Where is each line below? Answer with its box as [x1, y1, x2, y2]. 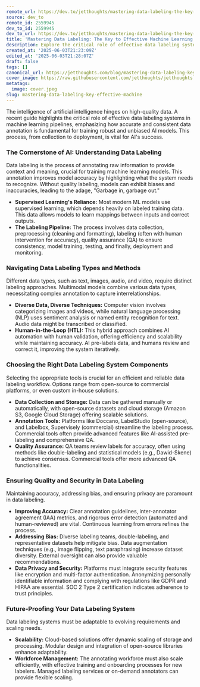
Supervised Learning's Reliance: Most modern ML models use [14, 199, 171, 206]
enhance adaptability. [14, 649, 68, 656]
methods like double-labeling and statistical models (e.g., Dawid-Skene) [14, 448, 192, 456]
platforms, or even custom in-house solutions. [6, 387, 119, 394]
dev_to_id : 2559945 [6, 25, 55, 32]
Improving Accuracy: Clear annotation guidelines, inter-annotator [14, 507, 177, 515]
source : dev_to [6, 14, 44, 20]
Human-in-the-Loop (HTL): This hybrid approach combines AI [14, 327, 170, 334]
